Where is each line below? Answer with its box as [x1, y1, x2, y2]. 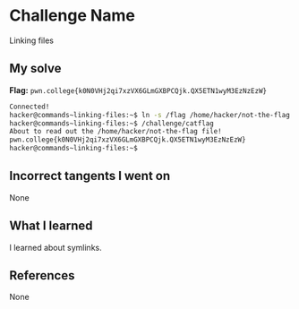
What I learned [9, 219, 93, 234]
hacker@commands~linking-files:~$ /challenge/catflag [9, 118, 215, 128]
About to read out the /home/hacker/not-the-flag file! [9, 127, 222, 136]
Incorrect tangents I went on [9, 168, 171, 184]
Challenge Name [9, 5, 136, 26]
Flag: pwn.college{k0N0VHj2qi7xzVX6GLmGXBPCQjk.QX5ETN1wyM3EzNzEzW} [9, 84, 267, 95]
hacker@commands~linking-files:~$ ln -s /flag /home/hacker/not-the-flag [9, 110, 291, 119]
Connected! [9, 102, 50, 111]
